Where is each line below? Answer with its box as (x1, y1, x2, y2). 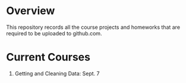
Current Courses (6, 51, 91, 64)
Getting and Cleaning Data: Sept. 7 (14, 69, 100, 77)
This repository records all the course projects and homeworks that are (6, 24, 180, 31)
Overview (6, 4, 55, 18)
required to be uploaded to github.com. (6, 29, 102, 36)
